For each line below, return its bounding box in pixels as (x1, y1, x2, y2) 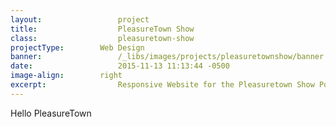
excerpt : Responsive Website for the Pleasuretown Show (10, 80, 315, 90)
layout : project (10, 14, 150, 25)
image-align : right (10, 71, 123, 81)
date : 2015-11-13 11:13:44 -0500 (10, 61, 230, 71)
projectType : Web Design (10, 42, 145, 53)
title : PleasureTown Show (10, 24, 195, 34)
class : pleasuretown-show (10, 33, 195, 43)
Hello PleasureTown (10, 107, 92, 119)
